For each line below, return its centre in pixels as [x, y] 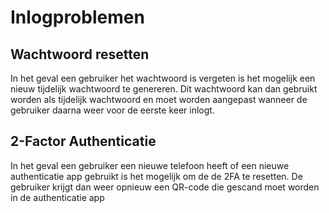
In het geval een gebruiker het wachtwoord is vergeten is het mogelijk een [163, 78]
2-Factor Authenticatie [83, 141]
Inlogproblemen [77, 17]
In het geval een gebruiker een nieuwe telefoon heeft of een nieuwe [150, 165]
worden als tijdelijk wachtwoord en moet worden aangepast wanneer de [159, 99]
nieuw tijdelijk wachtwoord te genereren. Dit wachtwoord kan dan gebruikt [164, 89]
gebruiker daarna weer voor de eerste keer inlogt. [112, 110]
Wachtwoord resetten [80, 54]
